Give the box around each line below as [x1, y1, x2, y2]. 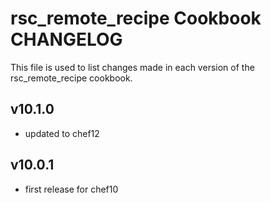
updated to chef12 [24, 127, 100, 139]
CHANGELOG [10, 28, 123, 51]
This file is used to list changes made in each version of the [10, 61, 255, 73]
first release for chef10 [24, 183, 119, 195]
